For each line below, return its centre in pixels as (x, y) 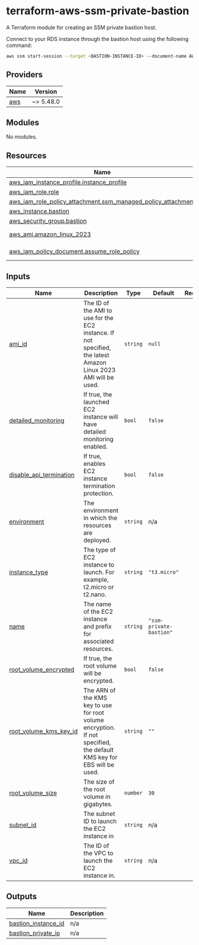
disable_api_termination (42, 475)
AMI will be (99, 378)
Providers (25, 75)
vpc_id (18, 861)
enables (94, 464)
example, (96, 580)
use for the (98, 318)
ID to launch (100, 821)
